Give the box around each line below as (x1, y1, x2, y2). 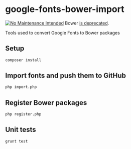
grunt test (5, 138, 28, 143)
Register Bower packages (5, 98, 87, 107)
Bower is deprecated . (65, 20, 109, 26)
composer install (5, 57, 42, 62)
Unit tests (5, 125, 36, 134)
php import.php (5, 84, 37, 89)
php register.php (5, 111, 42, 117)
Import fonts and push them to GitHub (5, 71, 126, 80)
